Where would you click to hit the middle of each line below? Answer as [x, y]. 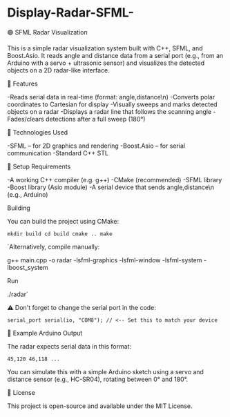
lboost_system [28, 267]
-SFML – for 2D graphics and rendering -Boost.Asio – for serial [96, 146]
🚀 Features [22, 84]
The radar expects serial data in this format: [69, 346]
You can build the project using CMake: [63, 221]
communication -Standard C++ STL [58, 153]
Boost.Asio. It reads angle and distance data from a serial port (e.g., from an [115, 55]
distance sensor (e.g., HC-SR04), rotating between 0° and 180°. [98, 379]
